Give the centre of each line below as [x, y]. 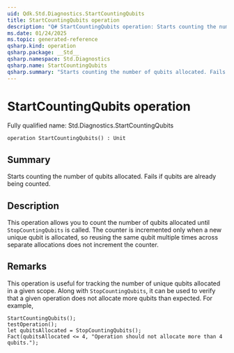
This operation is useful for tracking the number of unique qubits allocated [114, 283]
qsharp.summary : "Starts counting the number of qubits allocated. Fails [117, 72]
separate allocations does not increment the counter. [83, 245]
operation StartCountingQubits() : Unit [67, 139]
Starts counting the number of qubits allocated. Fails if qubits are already [112, 176]
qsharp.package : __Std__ [43, 53]
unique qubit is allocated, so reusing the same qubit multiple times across [112, 237]
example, [20, 305]
